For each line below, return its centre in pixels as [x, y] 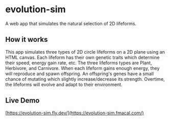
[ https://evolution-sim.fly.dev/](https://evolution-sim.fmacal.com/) [75, 113]
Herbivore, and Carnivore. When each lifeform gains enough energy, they [82, 68]
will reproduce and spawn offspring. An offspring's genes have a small [80, 74]
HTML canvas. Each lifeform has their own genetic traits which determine [82, 57]
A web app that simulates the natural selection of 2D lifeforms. [71, 23]
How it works [27, 40]
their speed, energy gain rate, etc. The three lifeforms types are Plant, [79, 63]
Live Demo [22, 101]
